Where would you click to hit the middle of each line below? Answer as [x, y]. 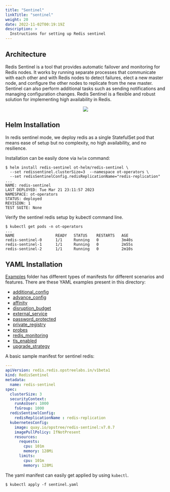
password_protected [34, 319]
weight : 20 [17, 19]
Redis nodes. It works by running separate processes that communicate [81, 72]
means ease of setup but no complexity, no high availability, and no [76, 143]
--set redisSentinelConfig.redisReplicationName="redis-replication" [85, 176]
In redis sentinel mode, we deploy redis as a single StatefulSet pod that [80, 137]
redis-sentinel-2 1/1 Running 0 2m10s [69, 249]
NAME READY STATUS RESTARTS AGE [67, 236]
